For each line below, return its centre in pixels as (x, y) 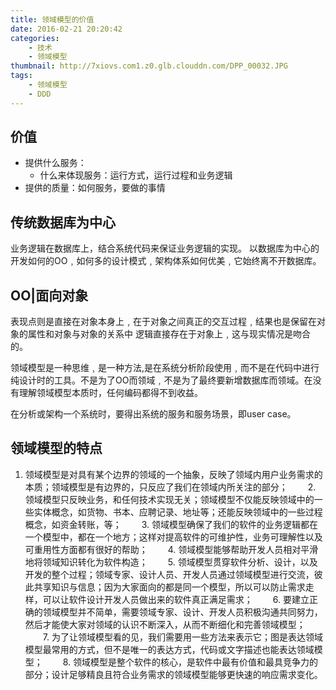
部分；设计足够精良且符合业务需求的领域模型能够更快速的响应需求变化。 (173, 674)
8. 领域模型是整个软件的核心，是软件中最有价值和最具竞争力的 (190, 662)
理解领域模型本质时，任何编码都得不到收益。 (110, 393)
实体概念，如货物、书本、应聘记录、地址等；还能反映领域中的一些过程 (178, 512)
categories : (35, 38)
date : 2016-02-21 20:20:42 (66, 29)
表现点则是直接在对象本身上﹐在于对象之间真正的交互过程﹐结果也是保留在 (163, 322)
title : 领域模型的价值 (52, 19)
